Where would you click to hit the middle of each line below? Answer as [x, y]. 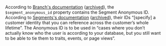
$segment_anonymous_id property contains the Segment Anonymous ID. [77, 12]
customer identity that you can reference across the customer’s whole [77, 23]
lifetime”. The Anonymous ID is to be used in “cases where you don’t [75, 28]
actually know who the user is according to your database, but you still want [83, 33]
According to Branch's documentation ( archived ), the [60, 7]
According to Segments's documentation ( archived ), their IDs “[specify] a [81, 17]
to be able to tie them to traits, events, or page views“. [60, 38]
